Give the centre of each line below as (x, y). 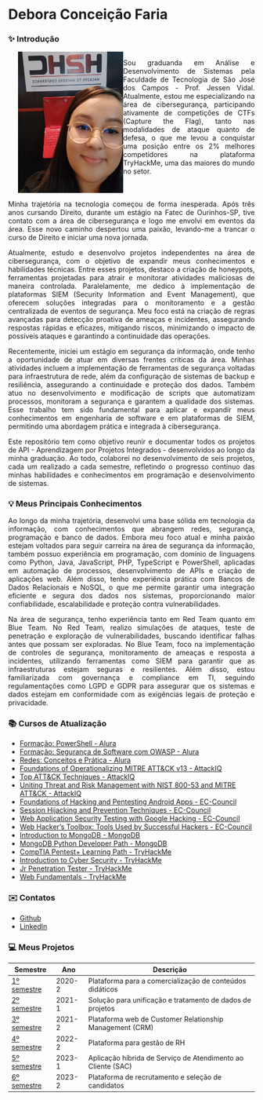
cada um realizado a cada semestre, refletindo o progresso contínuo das (131, 466)
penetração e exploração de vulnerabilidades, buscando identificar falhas (131, 636)
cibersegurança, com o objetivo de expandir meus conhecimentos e (131, 261)
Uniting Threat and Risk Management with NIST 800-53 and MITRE (128, 785)
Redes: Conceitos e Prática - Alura (75, 760)
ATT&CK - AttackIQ (50, 794)
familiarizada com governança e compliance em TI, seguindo (131, 678)
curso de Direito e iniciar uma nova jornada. (78, 237)
